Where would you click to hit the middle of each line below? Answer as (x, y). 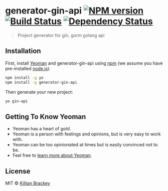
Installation (23, 51)
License (18, 171)
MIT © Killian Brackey (28, 183)
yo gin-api (17, 101)
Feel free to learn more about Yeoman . (52, 155)
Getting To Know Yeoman (46, 117)
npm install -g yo (24, 78)
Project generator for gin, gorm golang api (61, 35)
